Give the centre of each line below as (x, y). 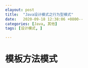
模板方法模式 (32, 59)
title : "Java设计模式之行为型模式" (39, 14)
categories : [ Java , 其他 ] (31, 24)
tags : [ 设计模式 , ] (24, 28)
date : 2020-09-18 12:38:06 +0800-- (44, 19)
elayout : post (20, 10)
